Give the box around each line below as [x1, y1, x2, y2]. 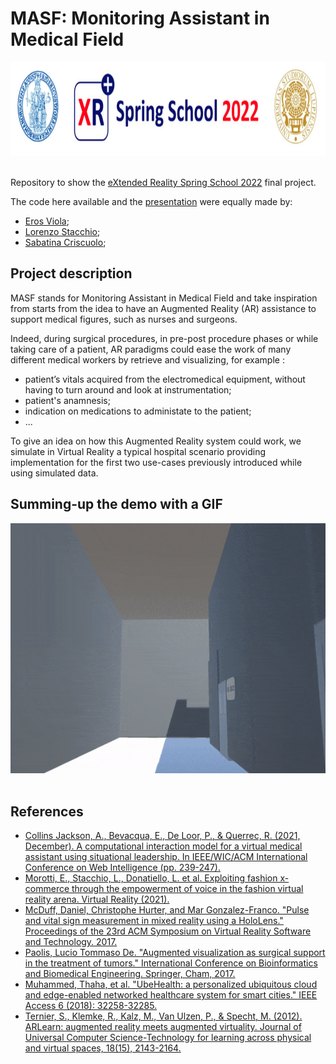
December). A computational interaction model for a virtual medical [24, 840, 303, 852]
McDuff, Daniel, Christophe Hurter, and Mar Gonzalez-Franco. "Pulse [24, 904, 310, 916]
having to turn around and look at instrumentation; [24, 383, 232, 396]
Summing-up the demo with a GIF [10, 496, 223, 513]
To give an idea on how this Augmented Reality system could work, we [10, 435, 302, 447]
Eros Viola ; [24, 215, 70, 227]
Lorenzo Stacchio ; [24, 225, 101, 237]
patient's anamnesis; [24, 394, 111, 406]
